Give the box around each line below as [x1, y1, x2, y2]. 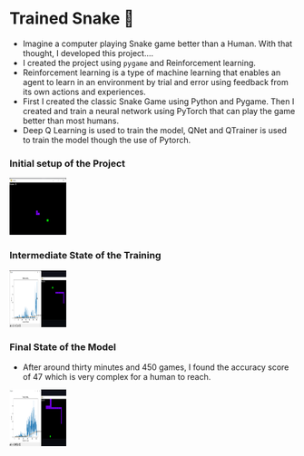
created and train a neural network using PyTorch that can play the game [22, 105, 296, 116]
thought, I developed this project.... [22, 47, 154, 58]
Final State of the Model [9, 341, 116, 354]
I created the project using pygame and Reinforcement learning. [22, 57, 257, 68]
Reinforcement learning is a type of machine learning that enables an [22, 67, 281, 78]
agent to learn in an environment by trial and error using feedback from [22, 76, 289, 87]
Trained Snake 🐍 [9, 8, 134, 29]
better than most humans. [22, 115, 120, 126]
